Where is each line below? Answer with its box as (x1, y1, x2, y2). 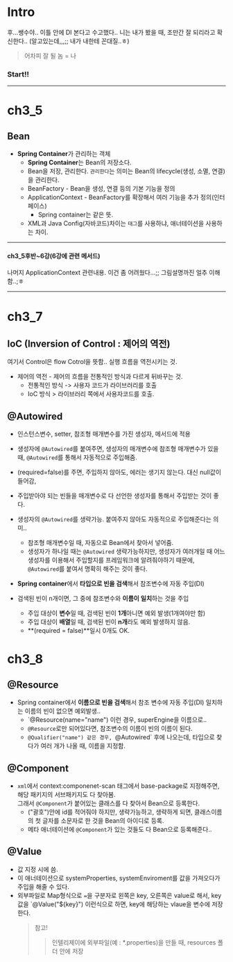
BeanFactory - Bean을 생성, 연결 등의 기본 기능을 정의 (27, 184, 175, 193)
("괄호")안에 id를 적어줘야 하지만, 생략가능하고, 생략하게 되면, (27, 808, 193, 817)
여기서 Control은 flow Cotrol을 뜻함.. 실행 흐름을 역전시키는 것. (7, 358, 178, 366)
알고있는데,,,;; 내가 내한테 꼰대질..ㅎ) (31, 36, 130, 45)
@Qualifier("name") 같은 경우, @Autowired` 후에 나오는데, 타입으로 (27, 733, 215, 741)
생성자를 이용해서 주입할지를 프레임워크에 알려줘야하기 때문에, (27, 556, 195, 565)
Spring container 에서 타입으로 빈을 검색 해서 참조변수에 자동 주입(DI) (17, 579, 205, 588)
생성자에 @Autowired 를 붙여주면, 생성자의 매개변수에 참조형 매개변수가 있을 (17, 445, 219, 453)
